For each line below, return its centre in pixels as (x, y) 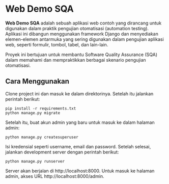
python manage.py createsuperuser (42, 137)
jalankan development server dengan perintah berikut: (62, 152)
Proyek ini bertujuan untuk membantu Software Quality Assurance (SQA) (81, 55)
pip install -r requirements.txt (41, 108)
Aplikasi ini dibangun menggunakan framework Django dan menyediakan (82, 34)
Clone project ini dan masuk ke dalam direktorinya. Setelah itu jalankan (79, 94)
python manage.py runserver (35, 161)
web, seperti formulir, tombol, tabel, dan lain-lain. (57, 44)
